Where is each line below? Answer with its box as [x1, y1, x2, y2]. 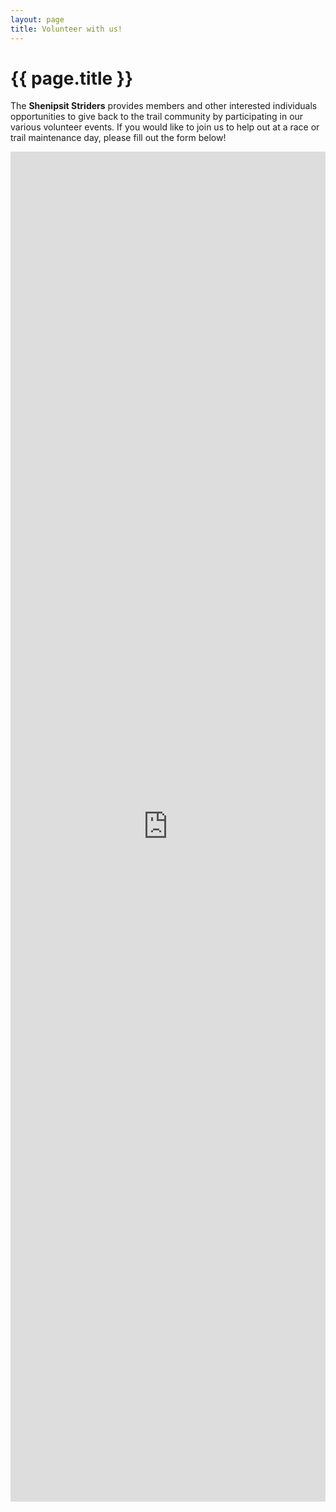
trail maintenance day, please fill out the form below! [10, 132, 227, 144]
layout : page [10, 14, 65, 25]
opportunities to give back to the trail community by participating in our [10, 111, 304, 123]
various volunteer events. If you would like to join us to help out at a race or [10, 121, 320, 133]
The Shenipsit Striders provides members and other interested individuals [10, 100, 318, 112]
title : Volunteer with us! [10, 24, 123, 34]
